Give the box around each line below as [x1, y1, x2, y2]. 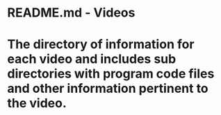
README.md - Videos [7, 5, 136, 21]
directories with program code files [7, 66, 215, 82]
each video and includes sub [7, 51, 177, 67]
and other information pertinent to [7, 81, 208, 96]
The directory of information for [7, 37, 195, 53]
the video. [7, 96, 67, 112]
